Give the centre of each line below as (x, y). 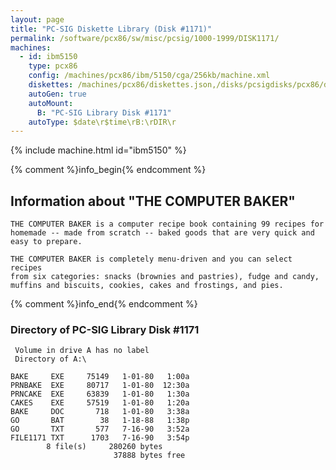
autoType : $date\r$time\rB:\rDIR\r (102, 122)
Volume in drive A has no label (82, 351)
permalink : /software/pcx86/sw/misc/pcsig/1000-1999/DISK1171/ (145, 38)
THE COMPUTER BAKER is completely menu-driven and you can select (151, 259)
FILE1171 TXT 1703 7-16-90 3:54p (100, 438)
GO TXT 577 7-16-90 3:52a (100, 429)
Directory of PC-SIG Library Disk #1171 (105, 329)
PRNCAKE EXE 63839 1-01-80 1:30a (100, 394)
